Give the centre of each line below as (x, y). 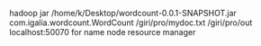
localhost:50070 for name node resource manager (103, 32)
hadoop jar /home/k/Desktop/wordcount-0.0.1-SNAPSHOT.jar (123, 13)
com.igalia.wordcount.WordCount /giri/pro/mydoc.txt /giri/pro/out (131, 23)
